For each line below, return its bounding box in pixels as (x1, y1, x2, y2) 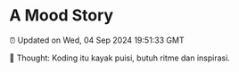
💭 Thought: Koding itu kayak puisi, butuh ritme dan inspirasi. (9, 52, 230, 63)
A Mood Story (9, 5, 114, 26)
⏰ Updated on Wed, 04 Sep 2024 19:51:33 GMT (9, 35, 185, 45)
